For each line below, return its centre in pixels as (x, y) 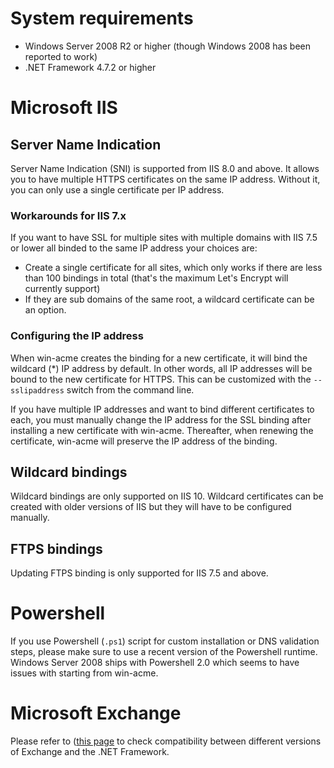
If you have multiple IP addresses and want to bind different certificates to (162, 409)
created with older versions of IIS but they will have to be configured (151, 507)
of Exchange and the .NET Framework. (90, 752)
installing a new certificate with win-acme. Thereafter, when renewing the (162, 430)
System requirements (102, 18)
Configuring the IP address (77, 336)
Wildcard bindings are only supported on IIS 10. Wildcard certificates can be (167, 496)
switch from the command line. (130, 389)
